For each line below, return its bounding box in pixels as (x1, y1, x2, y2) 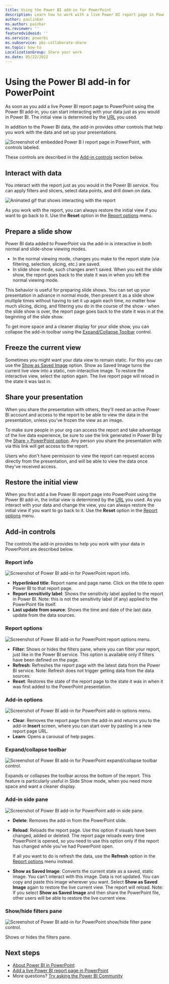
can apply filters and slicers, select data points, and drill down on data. (5, 188, 152, 194)
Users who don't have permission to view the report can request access (5, 453, 155, 459)
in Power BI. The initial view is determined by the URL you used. (5, 114, 137, 120)
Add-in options (5, 696, 43, 703)
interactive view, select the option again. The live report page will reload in (5, 373, 159, 379)
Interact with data (5, 169, 62, 177)
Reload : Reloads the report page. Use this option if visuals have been (12, 827, 156, 833)
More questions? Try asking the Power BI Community (12, 972, 123, 979)
